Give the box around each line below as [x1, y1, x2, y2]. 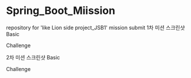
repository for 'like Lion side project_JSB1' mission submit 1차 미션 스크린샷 [6, 24, 185, 31]
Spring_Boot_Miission [6, 4, 116, 17]
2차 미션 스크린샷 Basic [6, 54, 61, 61]
